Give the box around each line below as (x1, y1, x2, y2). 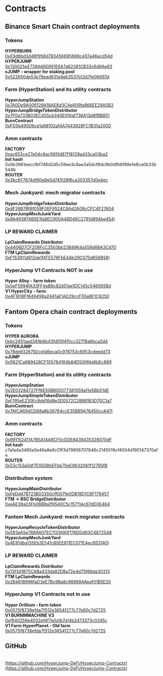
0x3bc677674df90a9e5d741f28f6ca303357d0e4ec (5, 177, 108, 183)
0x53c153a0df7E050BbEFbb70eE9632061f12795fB (5, 462, 108, 468)
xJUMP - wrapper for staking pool (5, 69, 75, 75)
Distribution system (5, 474, 53, 481)
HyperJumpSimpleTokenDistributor (5, 393, 79, 398)
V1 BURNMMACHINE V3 (5, 612, 54, 618)
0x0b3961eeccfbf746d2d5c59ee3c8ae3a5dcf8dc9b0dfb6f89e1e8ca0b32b (5, 162, 157, 168)
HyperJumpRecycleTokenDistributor (5, 525, 81, 530)
